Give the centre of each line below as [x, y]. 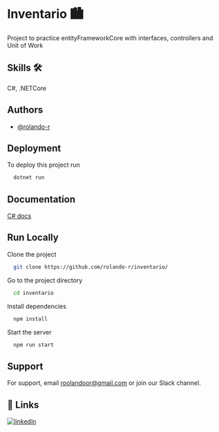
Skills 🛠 [25, 68]
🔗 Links [23, 405]
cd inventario [34, 293]
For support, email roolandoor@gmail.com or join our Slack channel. [104, 383]
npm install [31, 319]
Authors [25, 110]
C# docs [19, 216]
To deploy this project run [44, 165]
